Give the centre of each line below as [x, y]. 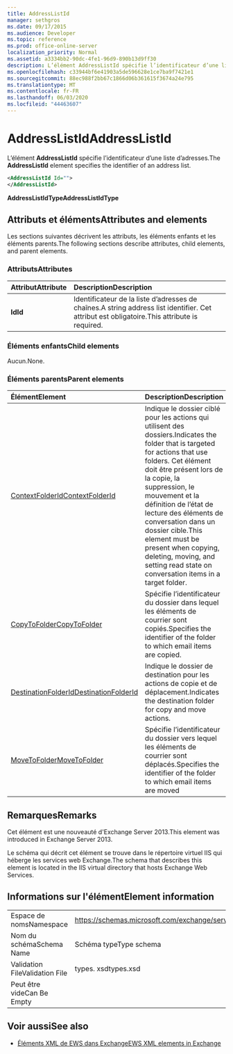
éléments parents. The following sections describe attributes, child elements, [116, 243]
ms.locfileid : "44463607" [44, 104]
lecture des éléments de [184, 513]
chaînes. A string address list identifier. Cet [143, 308]
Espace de [28, 916]
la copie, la [162, 479]
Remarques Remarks [52, 815]
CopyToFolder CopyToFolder [57, 625]
